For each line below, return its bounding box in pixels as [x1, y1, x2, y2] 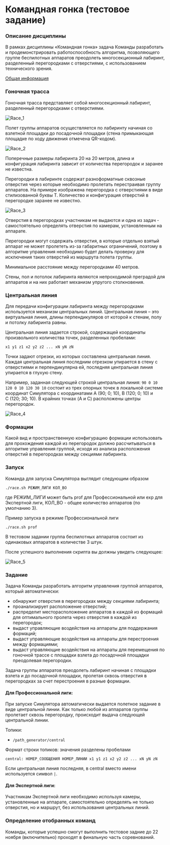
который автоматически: [5, 588, 59, 594]
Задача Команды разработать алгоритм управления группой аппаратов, [5, 582, 163, 589]
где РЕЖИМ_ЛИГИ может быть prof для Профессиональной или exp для [5, 494, 163, 500]
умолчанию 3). [5, 505, 38, 511]
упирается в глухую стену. [5, 370, 63, 376]
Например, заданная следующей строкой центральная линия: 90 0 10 [5, 379, 158, 385]
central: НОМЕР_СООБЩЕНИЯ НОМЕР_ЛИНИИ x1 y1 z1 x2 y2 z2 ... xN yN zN [5, 757, 158, 762]
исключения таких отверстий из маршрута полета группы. [5, 254, 133, 260]
